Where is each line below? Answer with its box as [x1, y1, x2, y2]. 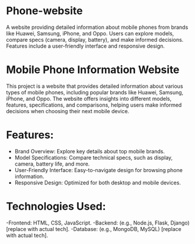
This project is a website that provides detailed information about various [6, 83, 184, 90]
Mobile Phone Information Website [6, 63, 180, 77]
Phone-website [6, 4, 83, 18]
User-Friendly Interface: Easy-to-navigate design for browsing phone [14, 166, 183, 173]
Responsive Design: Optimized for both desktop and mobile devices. [14, 179, 181, 186]
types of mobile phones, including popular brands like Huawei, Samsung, [6, 88, 184, 95]
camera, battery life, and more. [14, 160, 90, 167]
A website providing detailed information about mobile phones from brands [6, 24, 189, 31]
